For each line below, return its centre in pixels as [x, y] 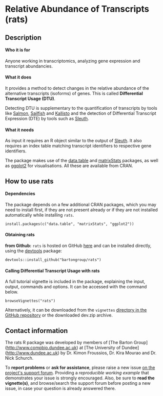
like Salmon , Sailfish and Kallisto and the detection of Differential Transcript [81, 113]
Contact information [37, 331]
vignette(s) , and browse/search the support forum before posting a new [78, 383]
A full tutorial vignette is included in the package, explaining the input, [75, 282]
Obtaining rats [20, 235]
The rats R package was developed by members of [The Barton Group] [76, 342]
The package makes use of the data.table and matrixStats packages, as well [82, 161]
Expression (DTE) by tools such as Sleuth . [47, 118]
